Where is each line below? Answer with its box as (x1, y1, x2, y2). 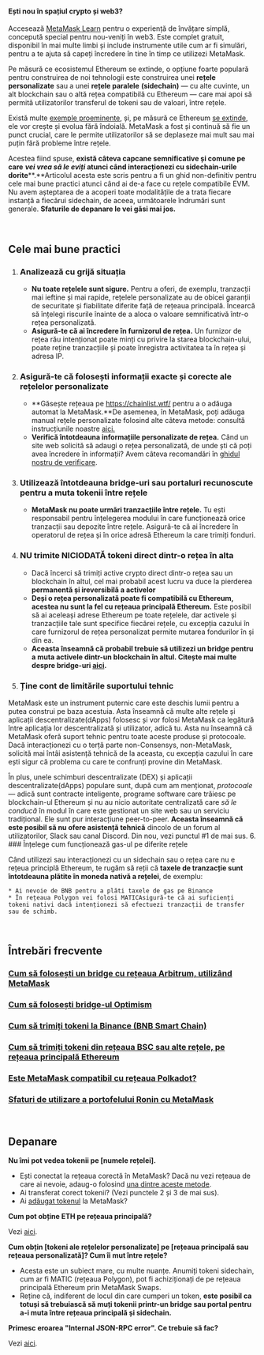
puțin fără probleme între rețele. (8, 138, 112, 148)
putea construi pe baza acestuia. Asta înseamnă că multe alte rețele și (8, 707, 236, 716)
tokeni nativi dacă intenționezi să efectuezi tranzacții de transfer (8, 901, 245, 909)
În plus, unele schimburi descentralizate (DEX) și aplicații (8, 772, 193, 782)
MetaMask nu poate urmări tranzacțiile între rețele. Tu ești (31, 505, 226, 515)
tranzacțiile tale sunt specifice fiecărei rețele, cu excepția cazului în (31, 618, 250, 628)
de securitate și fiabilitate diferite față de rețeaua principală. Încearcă (31, 300, 256, 310)
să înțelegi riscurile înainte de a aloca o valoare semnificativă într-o (31, 309, 249, 319)
